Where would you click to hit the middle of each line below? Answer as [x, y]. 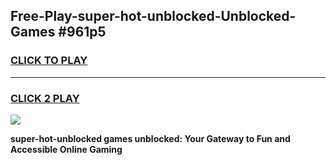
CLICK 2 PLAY [45, 98]
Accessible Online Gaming [66, 149]
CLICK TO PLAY [49, 61]
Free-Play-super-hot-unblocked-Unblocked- [153, 16]
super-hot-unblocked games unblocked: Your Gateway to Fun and [150, 138]
